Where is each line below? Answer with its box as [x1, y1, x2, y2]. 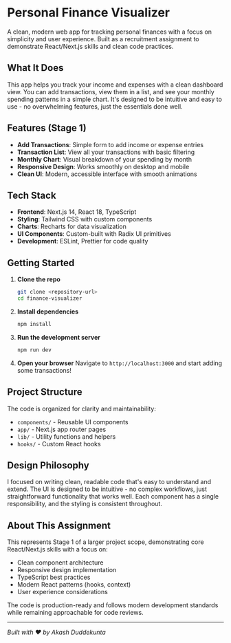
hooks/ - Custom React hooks [16, 439, 101, 448]
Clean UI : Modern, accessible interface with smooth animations [16, 170, 197, 178]
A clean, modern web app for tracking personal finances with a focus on [7, 28, 212, 36]
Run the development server [16, 333, 101, 341]
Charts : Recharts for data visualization [16, 222, 127, 231]
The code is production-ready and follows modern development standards [7, 601, 219, 609]
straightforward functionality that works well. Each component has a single [7, 492, 219, 501]
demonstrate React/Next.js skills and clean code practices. [7, 42, 174, 50]
